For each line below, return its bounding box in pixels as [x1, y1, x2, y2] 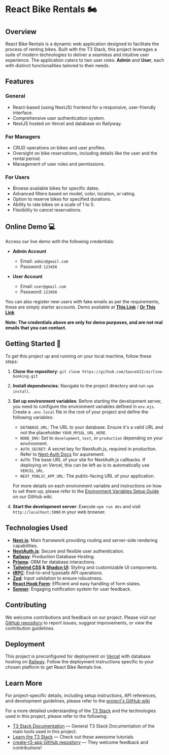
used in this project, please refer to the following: [5, 713, 108, 719]
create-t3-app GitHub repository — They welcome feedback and [12, 739, 149, 745]
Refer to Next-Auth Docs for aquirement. [20, 451, 105, 457]
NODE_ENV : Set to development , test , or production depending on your [20, 435, 163, 441]
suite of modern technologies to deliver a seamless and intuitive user [5, 51, 150, 58]
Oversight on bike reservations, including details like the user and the [12, 150, 157, 156]
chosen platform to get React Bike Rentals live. [5, 664, 103, 670]
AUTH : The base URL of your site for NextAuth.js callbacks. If [20, 456, 146, 462]
